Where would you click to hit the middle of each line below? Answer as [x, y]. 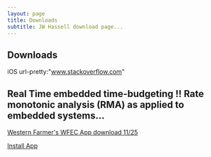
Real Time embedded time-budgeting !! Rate [106, 94]
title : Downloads [32, 20]
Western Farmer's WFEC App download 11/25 [73, 132]
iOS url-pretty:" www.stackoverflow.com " [66, 72]
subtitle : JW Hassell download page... [65, 27]
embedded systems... [56, 115]
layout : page [26, 14]
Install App [23, 146]
